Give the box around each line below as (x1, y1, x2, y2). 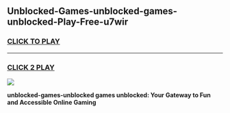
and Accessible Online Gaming (7, 98, 97, 106)
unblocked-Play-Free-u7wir (7, 16, 129, 28)
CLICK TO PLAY (7, 37, 60, 47)
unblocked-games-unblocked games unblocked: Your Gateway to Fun (7, 90, 211, 99)
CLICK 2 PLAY (7, 62, 55, 72)
